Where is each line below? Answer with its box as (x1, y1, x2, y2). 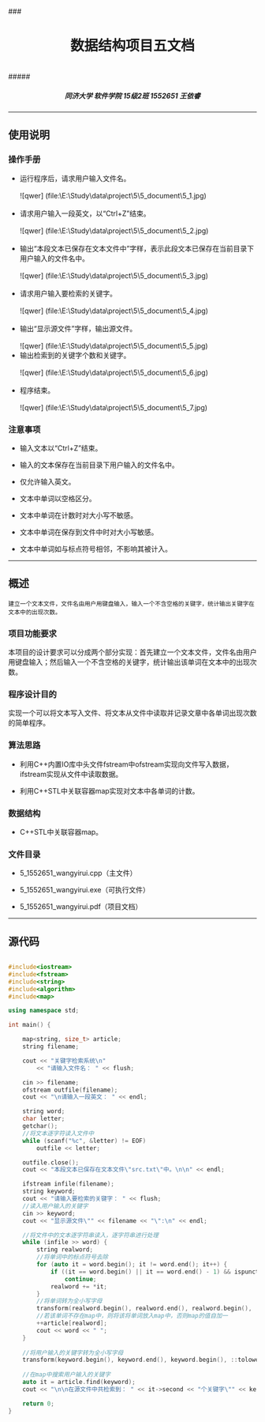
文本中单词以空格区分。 (19, 493, 96, 503)
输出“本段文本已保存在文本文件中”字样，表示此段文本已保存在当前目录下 (19, 243, 255, 253)
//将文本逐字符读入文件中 (22, 1130, 95, 1137)
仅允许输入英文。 (19, 477, 76, 486)
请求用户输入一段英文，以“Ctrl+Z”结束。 (19, 209, 151, 218)
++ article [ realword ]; (36, 1319, 108, 1327)
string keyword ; (22, 1187, 77, 1196)
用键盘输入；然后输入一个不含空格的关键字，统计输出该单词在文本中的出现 (8, 658, 250, 666)
